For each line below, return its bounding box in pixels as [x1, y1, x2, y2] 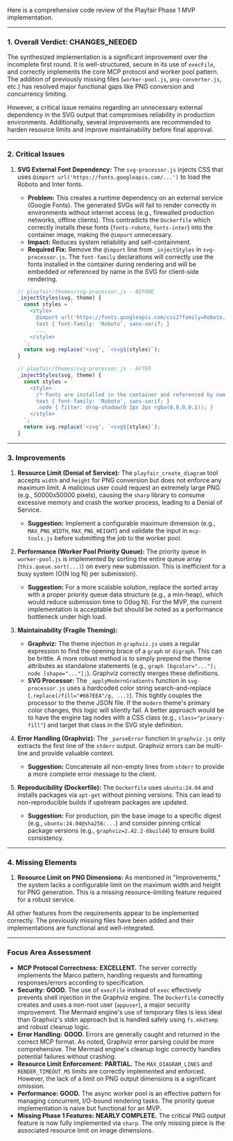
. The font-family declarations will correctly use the [64, 252, 214, 261]
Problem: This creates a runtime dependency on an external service [27, 193, 223, 202]
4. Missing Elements [7, 858, 78, 868]
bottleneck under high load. [27, 613, 107, 621]
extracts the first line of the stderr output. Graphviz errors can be [17, 742, 205, 750]
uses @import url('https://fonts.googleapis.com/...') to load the [17, 172, 212, 181]
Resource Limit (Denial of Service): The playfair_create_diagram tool [17, 469, 218, 477]
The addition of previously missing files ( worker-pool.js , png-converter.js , [7, 75, 222, 83]
